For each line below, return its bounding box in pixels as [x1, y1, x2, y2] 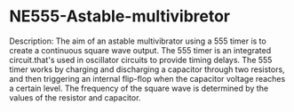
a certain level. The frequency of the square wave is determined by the [9, 83, 269, 93]
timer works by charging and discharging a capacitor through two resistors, [9, 64, 286, 75]
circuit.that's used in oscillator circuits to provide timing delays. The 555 [9, 54, 273, 65]
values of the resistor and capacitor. [9, 92, 141, 103]
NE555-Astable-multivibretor [9, 6, 231, 27]
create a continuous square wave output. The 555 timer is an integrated [9, 44, 272, 55]
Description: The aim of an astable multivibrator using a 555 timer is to [9, 36, 266, 46]
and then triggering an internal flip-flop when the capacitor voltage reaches [9, 73, 286, 84]
